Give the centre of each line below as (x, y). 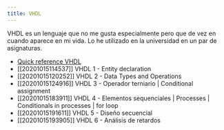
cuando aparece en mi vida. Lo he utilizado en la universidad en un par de (112, 40)
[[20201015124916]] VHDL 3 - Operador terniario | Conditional (105, 83)
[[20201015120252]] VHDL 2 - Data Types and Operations (99, 76)
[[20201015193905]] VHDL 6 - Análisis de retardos (89, 120)
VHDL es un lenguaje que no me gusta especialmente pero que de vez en (112, 33)
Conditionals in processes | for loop (68, 105)
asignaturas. (25, 48)
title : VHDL (24, 13)
